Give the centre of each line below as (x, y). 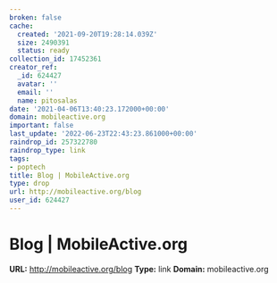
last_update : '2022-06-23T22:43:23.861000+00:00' (104, 134)
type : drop (29, 184)
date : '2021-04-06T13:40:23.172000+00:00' (89, 109)
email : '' (35, 92)
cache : (21, 26)
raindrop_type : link (48, 150)
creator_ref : (34, 68)
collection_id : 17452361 (55, 59)
